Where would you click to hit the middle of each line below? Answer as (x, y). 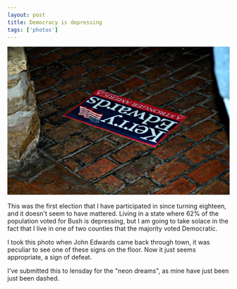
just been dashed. (34, 278)
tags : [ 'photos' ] (33, 30)
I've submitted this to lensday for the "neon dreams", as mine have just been (118, 271)
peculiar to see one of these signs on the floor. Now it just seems (102, 250)
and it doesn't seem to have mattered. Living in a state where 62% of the (113, 213)
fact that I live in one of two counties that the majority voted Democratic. (113, 228)
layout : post (26, 15)
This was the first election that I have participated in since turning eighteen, (117, 206)
